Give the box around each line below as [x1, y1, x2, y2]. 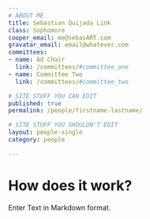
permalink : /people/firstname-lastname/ [8, 107, 144, 115]
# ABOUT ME [8, 11, 44, 20]
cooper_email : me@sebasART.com [8, 33, 111, 42]
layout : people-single [8, 128, 83, 137]
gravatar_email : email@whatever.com [8, 41, 129, 49]
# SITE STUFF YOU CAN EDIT [8, 92, 97, 100]
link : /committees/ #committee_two [15, 77, 129, 85]
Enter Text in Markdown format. [8, 202, 111, 212]
